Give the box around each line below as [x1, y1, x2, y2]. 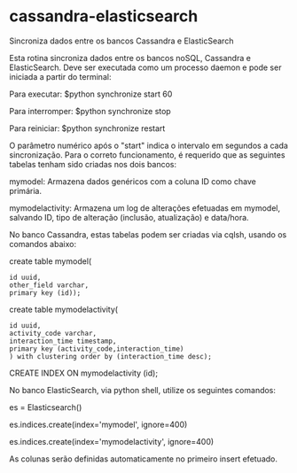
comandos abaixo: [9, 238, 77, 249]
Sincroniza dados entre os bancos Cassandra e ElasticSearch [9, 35, 234, 46]
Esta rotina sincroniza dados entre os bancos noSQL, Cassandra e [9, 52, 251, 63]
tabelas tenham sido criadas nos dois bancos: [9, 159, 177, 169]
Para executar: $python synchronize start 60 [9, 89, 173, 99]
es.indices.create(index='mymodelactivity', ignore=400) [9, 436, 215, 446]
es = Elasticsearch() [9, 401, 82, 413]
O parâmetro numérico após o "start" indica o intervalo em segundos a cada [9, 140, 288, 151]
